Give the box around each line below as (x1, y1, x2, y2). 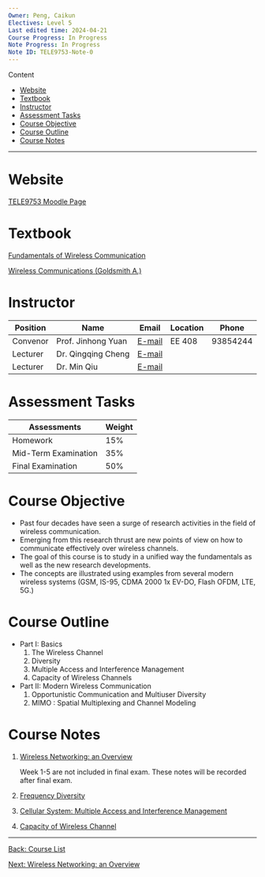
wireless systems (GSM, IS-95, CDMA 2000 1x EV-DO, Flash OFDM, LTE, (19, 577, 256, 586)
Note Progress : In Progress (8, 41, 101, 49)
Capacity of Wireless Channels (31, 672, 132, 682)
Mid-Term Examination (12, 447, 99, 458)
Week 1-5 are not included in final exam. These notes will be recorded (19, 767, 247, 777)
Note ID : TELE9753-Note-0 (8, 48, 93, 56)
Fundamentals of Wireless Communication (8, 250, 146, 260)
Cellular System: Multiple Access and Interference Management (19, 806, 227, 815)
